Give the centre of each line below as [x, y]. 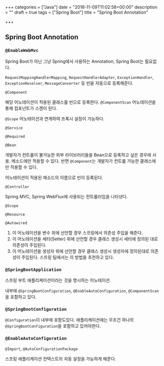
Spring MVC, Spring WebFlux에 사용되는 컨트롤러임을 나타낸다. [67, 196]
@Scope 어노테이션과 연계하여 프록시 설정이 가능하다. [55, 118]
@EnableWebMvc [22, 51]
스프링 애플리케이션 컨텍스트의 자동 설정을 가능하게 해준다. [61, 359]
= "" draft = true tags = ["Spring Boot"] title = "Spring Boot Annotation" [77, 12]
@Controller [17, 187]
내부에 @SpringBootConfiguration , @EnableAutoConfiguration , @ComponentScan [82, 290]
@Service [14, 128]
